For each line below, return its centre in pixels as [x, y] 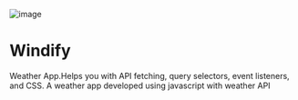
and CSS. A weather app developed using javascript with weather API [140, 85]
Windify [40, 51]
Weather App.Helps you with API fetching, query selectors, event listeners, [149, 75]
